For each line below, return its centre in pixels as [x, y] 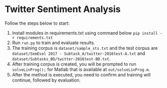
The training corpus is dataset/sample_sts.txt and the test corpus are [85, 48]
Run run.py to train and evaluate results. [53, 42]
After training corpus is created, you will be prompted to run [74, 64]
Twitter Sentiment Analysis [63, 9]
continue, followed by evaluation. [46, 80]
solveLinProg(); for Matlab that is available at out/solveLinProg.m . [81, 69]
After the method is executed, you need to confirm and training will [81, 74]
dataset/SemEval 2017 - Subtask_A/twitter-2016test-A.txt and [78, 53]
